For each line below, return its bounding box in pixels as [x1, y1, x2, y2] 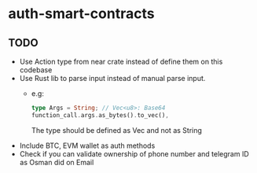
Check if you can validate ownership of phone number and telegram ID [19, 149, 249, 158]
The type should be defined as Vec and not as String [31, 125, 203, 134]
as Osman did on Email [19, 157, 94, 167]
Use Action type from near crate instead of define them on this [19, 57, 223, 66]
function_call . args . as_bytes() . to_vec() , [31, 111, 169, 119]
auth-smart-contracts [8, 5, 155, 23]
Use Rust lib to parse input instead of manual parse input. [19, 74, 206, 83]
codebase [19, 65, 53, 75]
